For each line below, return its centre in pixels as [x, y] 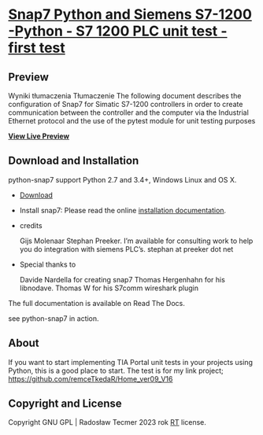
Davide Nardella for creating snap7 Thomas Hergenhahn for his [122, 279]
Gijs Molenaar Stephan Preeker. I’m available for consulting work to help [136, 241]
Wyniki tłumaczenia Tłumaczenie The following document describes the [125, 96]
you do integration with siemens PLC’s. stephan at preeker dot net [126, 249]
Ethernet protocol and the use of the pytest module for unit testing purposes [132, 121]
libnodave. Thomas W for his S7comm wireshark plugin [109, 288]
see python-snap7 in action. [54, 318]
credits [31, 225]
